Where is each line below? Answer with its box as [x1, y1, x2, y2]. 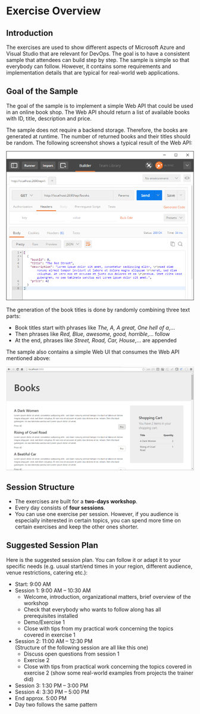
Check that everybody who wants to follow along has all [23, 605, 161, 613]
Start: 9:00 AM [14, 580, 51, 588]
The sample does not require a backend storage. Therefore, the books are [6, 126, 188, 134]
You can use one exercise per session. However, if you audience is [14, 510, 179, 517]
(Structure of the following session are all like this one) [14, 644, 149, 651]
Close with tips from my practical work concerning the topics [23, 625, 174, 632]
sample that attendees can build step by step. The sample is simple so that [6, 57, 189, 63]
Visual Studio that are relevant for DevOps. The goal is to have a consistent [6, 50, 190, 57]
